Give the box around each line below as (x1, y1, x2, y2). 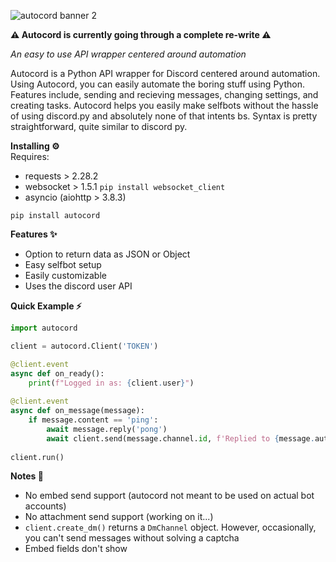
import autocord (10, 323, 78, 333)
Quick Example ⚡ (10, 300, 82, 312)
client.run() (10, 452, 65, 462)
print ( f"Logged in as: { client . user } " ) (28, 378, 195, 388)
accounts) (24, 500, 67, 512)
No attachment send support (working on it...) (24, 511, 214, 523)
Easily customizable (24, 270, 107, 281)
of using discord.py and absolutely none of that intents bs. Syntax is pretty (10, 110, 318, 122)
